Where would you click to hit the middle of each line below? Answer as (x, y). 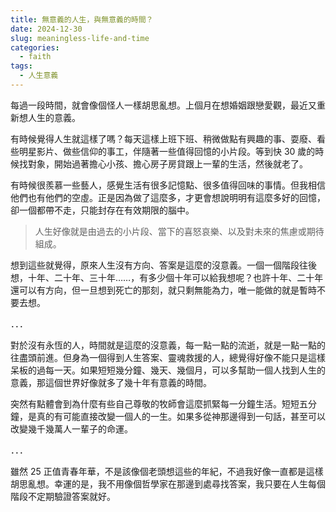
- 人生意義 (39, 76)
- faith (35, 57)
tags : (21, 66)
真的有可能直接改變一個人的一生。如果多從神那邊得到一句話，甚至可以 (181, 416)
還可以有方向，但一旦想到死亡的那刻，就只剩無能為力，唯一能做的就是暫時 (163, 290)
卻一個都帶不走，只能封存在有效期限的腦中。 (102, 210)
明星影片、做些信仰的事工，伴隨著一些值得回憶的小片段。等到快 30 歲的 (167, 151)
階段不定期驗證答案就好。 (63, 496)
